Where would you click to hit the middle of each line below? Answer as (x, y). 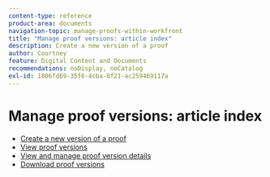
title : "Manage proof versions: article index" (90, 38)
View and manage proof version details (86, 155)
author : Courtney (38, 53)
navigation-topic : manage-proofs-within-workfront (96, 31)
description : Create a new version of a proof (88, 46)
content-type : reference (50, 16)
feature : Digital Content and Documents (78, 61)
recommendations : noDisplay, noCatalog (76, 69)
